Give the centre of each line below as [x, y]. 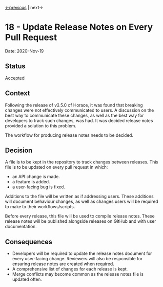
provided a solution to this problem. [41, 126]
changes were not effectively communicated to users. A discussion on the [80, 110]
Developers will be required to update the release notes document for [82, 253]
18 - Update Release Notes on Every [79, 27]
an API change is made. [36, 177]
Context [18, 93]
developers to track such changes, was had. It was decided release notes [79, 120]
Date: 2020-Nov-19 [24, 51]
